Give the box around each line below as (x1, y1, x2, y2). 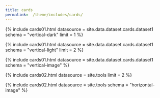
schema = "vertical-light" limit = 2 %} (5, 47, 84, 53)
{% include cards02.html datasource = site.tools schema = (5, 82, 129, 88)
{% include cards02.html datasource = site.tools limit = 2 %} (5, 72, 132, 78)
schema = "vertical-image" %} (5, 62, 70, 68)
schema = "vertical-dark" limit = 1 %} (5, 31, 84, 38)
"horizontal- (129, 82, 155, 88)
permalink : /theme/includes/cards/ (5, 12, 83, 17)
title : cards (5, 7, 33, 13)
